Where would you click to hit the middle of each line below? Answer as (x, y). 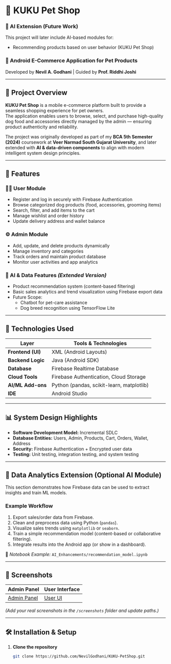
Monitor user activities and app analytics (55, 262)
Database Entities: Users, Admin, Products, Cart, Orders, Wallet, (80, 438)
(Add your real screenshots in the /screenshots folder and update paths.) (82, 611)
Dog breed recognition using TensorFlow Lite (68, 308)
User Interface (62, 589)
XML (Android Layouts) (79, 352)
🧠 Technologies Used (39, 329)
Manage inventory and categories (48, 251)
